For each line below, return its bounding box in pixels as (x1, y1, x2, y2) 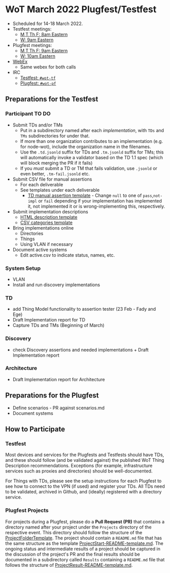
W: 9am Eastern (20, 37, 54, 43)
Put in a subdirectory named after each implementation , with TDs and (20, 127, 164, 133)
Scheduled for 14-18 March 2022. (12, 20, 83, 27)
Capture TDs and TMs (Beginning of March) (12, 322, 105, 329)
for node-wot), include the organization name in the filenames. (20, 143, 151, 150)
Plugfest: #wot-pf (20, 80, 56, 86)
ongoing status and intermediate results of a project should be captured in (5, 545, 161, 552)
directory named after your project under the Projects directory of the (5, 524, 152, 530)
